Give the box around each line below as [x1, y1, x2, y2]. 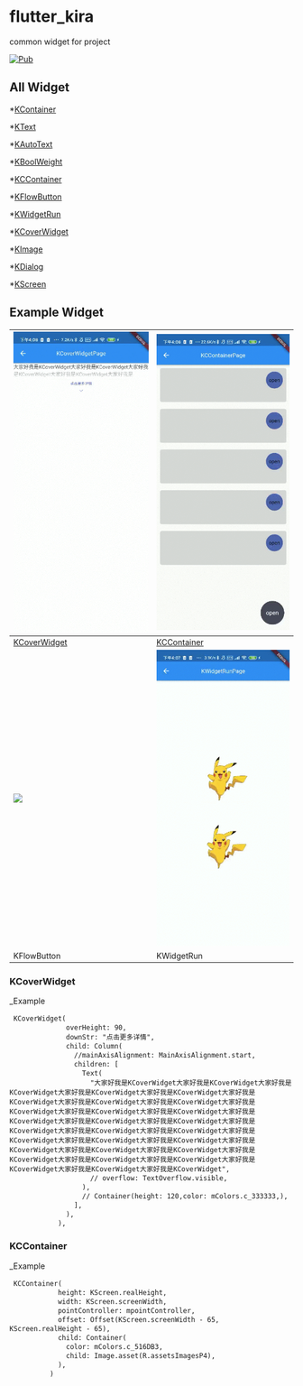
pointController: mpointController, [57, 1306, 196, 1315]
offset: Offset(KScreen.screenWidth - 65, [57, 1315, 220, 1324]
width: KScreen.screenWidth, [57, 1297, 168, 1306]
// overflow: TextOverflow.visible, [89, 1174, 228, 1183]
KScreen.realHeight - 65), [9, 1324, 111, 1333]
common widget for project [9, 36, 111, 47]
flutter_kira [9, 6, 95, 27]
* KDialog [9, 261, 44, 272]
